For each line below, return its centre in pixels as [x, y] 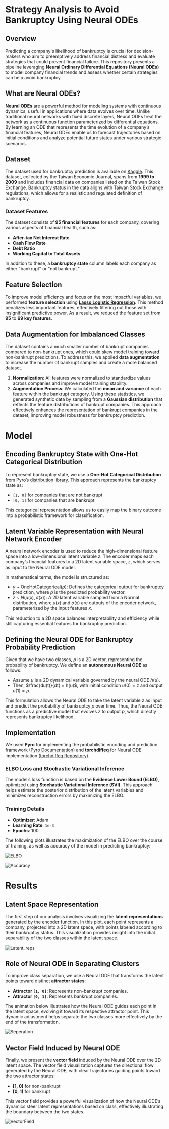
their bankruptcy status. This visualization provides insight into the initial [80, 932]
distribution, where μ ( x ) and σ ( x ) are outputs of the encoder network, [84, 603]
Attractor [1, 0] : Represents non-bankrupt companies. [70, 991]
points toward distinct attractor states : [46, 981]
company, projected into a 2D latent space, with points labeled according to [84, 927]
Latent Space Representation [52, 904]
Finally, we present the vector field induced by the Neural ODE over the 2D [83, 1060]
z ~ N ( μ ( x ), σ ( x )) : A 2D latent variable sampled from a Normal [76, 598]
